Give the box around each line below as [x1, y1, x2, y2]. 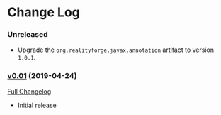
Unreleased [7, 30, 48, 40]
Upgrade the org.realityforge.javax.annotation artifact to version [17, 45, 215, 54]
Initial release [17, 101, 57, 109]
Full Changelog [7, 87, 52, 96]
